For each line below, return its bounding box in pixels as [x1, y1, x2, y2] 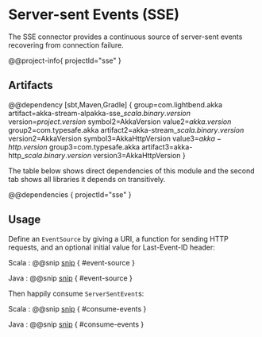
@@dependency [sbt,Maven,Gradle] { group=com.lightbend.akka [8, 99, 222, 109]
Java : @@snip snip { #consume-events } [8, 320, 144, 329]
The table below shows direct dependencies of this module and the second [8, 165, 256, 176]
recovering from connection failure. [8, 40, 125, 49]
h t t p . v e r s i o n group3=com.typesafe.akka [8, 141, 141, 152]
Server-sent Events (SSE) [8, 6, 180, 24]
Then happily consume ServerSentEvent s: [8, 289, 144, 298]
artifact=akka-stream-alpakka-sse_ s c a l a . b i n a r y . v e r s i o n [8, 108, 191, 118]
